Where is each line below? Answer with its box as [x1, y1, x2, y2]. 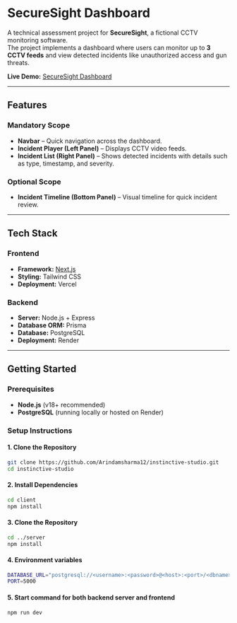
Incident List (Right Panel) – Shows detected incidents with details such [17, 151, 228, 160]
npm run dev [7, 609, 42, 616]
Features [7, 99, 47, 111]
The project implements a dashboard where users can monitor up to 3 [7, 43, 211, 52]
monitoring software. [7, 35, 68, 44]
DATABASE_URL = [7, 571, 49, 578]
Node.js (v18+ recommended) [17, 400, 106, 409]
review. [17, 200, 39, 209]
